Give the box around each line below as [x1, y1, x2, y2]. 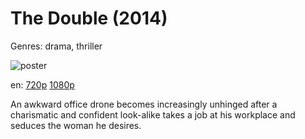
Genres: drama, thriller [10, 40, 103, 52]
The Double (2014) [10, 7, 168, 30]
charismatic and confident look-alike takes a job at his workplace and [10, 108, 296, 121]
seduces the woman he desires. [10, 119, 142, 131]
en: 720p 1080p [10, 78, 75, 91]
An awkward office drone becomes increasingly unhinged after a [10, 98, 278, 110]
